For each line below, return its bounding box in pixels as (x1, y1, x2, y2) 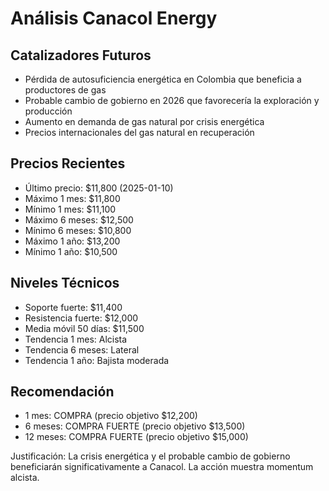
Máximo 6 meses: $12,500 (24, 213, 134, 226)
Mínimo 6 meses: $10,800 (24, 224, 132, 236)
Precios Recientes (10, 155, 126, 172)
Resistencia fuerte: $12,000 (24, 312, 139, 324)
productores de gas (24, 84, 107, 96)
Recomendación (10, 383, 115, 401)
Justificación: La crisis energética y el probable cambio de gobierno (10, 450, 291, 462)
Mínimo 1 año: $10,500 (24, 245, 118, 257)
